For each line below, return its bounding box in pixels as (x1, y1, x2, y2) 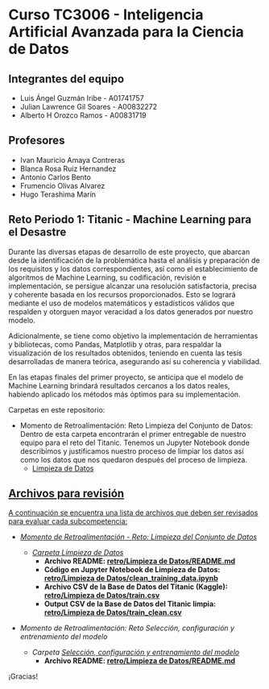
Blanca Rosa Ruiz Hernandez (19, 164, 117, 173)
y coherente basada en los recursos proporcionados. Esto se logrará (8, 289, 236, 299)
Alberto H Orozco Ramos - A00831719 (19, 110, 147, 120)
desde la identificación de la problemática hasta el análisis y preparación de (8, 255, 260, 265)
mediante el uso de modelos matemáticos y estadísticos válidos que (8, 298, 235, 308)
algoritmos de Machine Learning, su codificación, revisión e (8, 272, 207, 282)
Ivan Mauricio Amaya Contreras (19, 155, 126, 164)
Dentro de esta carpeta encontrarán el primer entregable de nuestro (19, 429, 246, 438)
